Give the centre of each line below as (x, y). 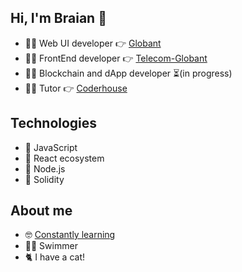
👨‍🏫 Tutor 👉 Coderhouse (76, 88)
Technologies (54, 123)
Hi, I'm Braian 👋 (58, 18)
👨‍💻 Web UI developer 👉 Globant (93, 43)
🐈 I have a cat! (54, 257)
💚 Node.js (45, 168)
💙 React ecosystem (64, 158)
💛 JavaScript (51, 147)
